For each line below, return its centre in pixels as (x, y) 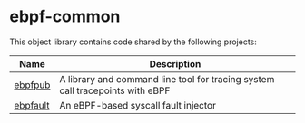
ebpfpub (32, 85)
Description (175, 63)
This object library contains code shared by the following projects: (133, 42)
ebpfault (32, 105)
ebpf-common (65, 17)
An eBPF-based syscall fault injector (137, 105)
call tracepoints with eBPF (114, 90)
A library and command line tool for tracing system (167, 79)
